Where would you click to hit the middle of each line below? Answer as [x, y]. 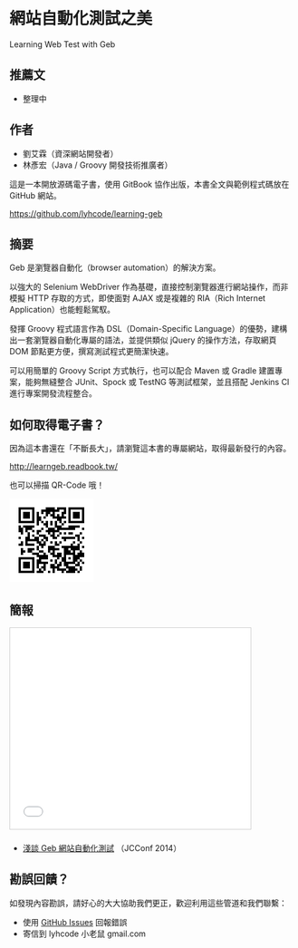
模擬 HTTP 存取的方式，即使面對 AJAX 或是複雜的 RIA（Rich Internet [137, 298]
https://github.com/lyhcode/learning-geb [86, 213]
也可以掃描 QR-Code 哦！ [57, 485]
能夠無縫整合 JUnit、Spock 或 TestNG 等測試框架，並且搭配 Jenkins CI [157, 382]
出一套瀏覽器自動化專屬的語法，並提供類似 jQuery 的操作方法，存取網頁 [143, 340]
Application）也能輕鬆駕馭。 [62, 310]
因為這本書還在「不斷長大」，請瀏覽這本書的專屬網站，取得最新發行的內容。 [150, 449]
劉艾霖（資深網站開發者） [70, 153]
